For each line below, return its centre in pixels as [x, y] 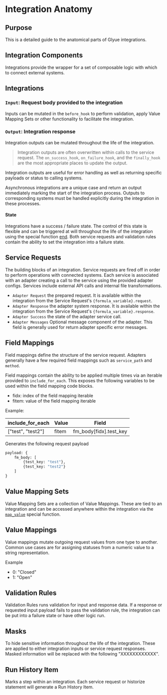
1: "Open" [22, 577]
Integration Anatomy [49, 9]
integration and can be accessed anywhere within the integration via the [79, 509]
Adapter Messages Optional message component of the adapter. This [83, 322]
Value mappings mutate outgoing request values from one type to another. [82, 542]
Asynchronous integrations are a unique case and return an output [74, 187]
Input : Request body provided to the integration [64, 102]
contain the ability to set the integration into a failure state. [65, 242]
